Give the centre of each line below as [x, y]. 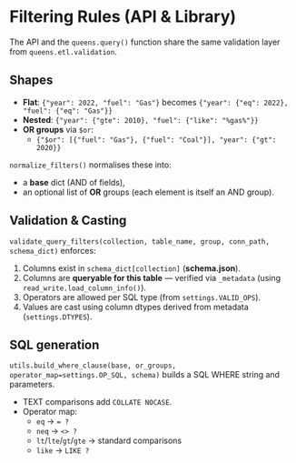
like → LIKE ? [63, 450]
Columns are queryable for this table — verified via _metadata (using [152, 277]
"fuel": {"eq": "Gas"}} [68, 111]
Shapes [31, 81]
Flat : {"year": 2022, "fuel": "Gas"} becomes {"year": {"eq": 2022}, [155, 102]
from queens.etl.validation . [64, 51]
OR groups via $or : [58, 129]
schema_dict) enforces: [53, 250]
